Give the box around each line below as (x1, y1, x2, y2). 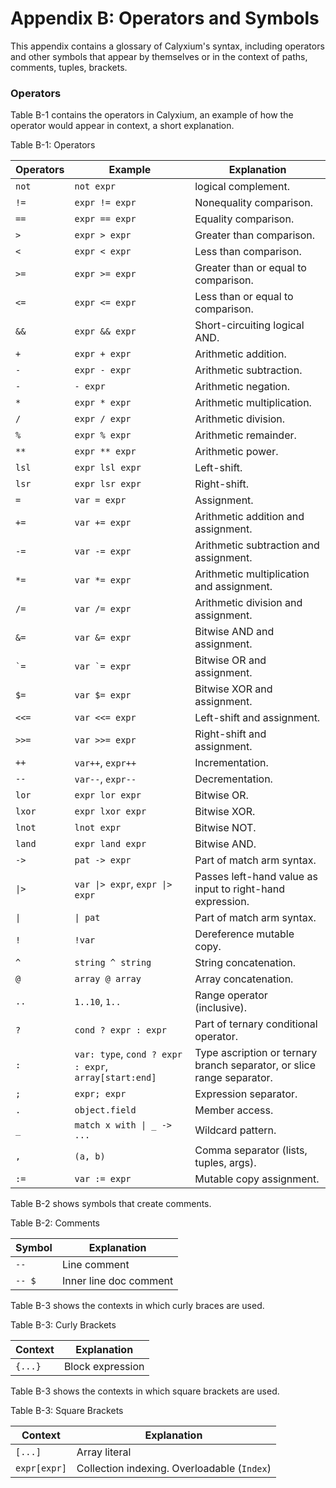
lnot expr (74, 822, 122, 834)
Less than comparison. (194, 245, 302, 259)
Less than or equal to (194, 290, 294, 304)
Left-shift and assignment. (194, 711, 321, 725)
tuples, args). (194, 1156, 257, 1170)
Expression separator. (194, 1087, 298, 1101)
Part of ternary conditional (194, 1017, 318, 1031)
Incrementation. (194, 756, 269, 770)
